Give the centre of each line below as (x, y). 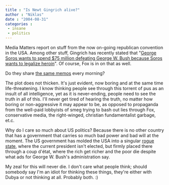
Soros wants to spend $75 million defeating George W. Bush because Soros (84, 58)
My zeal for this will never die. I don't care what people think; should (76, 167)
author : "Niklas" (24, 15)
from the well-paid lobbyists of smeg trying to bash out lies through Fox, (80, 110)
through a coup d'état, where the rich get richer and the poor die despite (81, 152)
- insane (17, 29)
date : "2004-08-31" (27, 19)
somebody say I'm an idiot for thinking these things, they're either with (79, 172)
